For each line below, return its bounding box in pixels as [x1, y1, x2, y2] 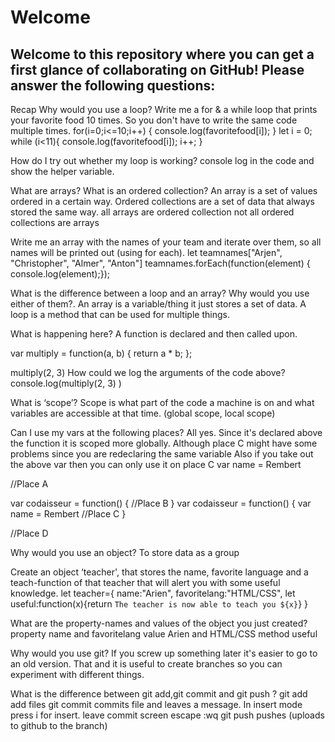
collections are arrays [10, 217, 100, 228]
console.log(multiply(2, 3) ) [10, 377, 122, 389]
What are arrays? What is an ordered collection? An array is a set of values [10, 185, 318, 196]
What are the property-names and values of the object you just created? [10, 617, 308, 629]
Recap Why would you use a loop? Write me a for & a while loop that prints [10, 104, 318, 115]
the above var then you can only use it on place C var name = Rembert [10, 459, 302, 470]
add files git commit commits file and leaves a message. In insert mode [10, 699, 303, 710]
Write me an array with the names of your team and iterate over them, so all [10, 236, 322, 248]
